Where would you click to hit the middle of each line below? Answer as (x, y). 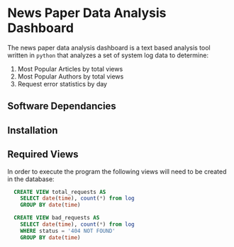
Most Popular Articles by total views (70, 69)
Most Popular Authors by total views (71, 76)
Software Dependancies (62, 107)
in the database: (31, 179)
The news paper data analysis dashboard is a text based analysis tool (109, 47)
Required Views (43, 155)
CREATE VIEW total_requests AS (60, 192)
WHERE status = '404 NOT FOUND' (68, 231)
